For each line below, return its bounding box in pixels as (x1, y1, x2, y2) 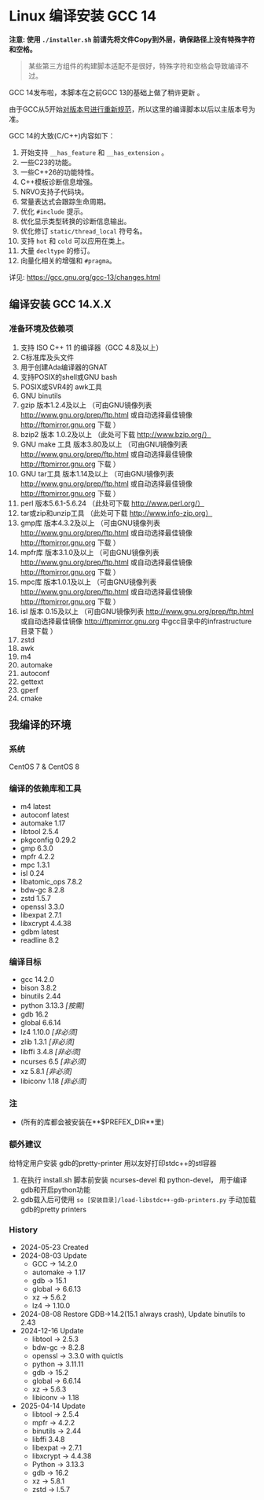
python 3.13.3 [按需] (20, 1000, 85, 1010)
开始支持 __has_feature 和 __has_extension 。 (20, 147, 169, 157)
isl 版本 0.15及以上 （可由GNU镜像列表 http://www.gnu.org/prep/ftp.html (20, 606, 254, 616)
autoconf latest (20, 810, 70, 819)
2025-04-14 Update (20, 1401, 86, 1410)
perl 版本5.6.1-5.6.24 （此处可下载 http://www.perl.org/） (20, 498, 205, 508)
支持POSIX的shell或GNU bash (20, 372, 117, 381)
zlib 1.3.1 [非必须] (20, 1037, 75, 1046)
